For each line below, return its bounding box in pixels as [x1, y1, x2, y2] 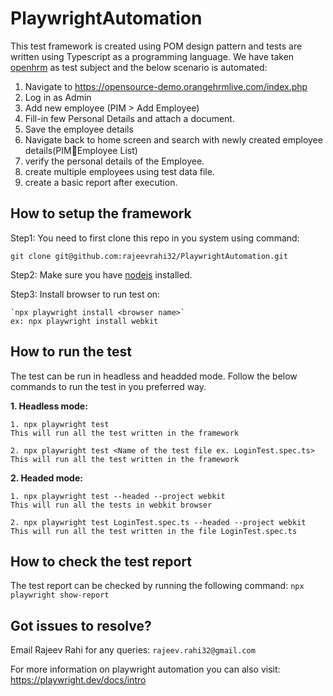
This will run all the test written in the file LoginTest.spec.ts [10, 526, 298, 536]
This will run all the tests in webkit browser [10, 500, 213, 510]
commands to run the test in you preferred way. [10, 380, 207, 392]
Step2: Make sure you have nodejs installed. [10, 268, 193, 281]
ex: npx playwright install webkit [10, 316, 159, 326]
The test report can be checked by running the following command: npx [10, 580, 305, 592]
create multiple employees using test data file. [24, 165, 215, 177]
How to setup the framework [10, 205, 192, 222]
